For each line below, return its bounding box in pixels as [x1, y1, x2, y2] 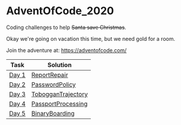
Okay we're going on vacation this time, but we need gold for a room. [6, 35, 176, 42]
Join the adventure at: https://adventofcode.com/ [6, 46, 127, 54]
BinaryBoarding [31, 109, 75, 117]
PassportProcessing [31, 100, 88, 108]
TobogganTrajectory [31, 90, 88, 98]
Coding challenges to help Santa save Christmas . [6, 24, 126, 31]
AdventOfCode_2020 [6, 4, 115, 18]
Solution [47, 60, 72, 69]
